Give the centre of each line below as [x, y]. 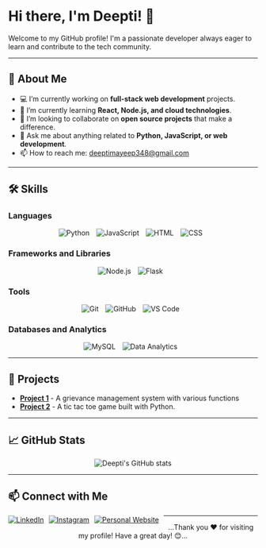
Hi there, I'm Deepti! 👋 [82, 16]
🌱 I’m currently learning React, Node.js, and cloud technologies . [125, 110]
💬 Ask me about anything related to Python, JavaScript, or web [123, 135]
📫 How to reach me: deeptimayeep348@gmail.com [104, 152]
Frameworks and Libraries [59, 253]
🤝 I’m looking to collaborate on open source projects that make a [126, 118]
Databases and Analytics [57, 329]
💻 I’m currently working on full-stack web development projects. [127, 98]
